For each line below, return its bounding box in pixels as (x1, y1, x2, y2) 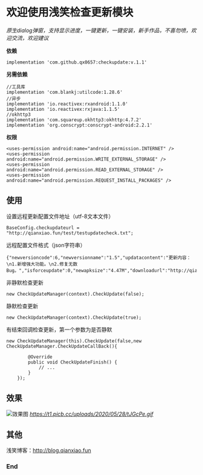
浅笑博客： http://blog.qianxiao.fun (6, 447, 92, 454)
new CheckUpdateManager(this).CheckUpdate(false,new (6, 337, 142, 344)
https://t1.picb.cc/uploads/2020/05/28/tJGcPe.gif (29, 410, 154, 417)
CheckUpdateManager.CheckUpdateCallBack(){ (6, 343, 118, 349)
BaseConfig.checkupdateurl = (6, 225, 80, 231)
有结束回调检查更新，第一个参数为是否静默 (6, 325, 112, 333)
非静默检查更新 (6, 279, 43, 286)
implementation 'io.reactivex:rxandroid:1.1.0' (6, 101, 129, 107)
